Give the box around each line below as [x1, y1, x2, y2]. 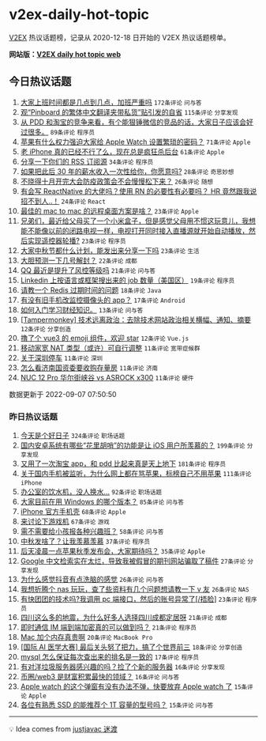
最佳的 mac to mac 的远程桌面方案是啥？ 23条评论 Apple [20, 206, 200, 215]
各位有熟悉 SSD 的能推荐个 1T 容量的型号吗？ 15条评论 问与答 [20, 700, 214, 709]
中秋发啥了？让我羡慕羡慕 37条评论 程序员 [20, 536, 151, 546]
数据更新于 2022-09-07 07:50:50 [9, 389, 117, 399]
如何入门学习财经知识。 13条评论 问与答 [20, 304, 144, 314]
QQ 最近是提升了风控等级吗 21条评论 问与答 [20, 265, 156, 274]
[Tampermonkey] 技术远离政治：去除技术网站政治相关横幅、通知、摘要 [20, 315, 252, 324]
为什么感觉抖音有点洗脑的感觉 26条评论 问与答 [20, 575, 164, 584]
